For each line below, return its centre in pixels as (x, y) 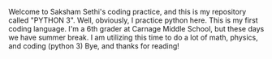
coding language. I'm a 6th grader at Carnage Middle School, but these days (136, 29)
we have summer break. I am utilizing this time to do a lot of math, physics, (133, 37)
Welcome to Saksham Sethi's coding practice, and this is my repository (127, 12)
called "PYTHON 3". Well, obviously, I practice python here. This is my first (133, 20)
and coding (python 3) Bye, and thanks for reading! (94, 46)
